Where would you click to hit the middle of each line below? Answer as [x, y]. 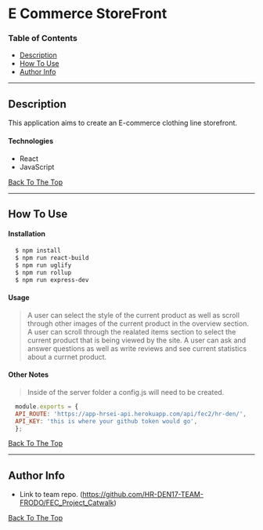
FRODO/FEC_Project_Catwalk [67, 503]
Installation [27, 234]
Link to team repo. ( [51, 495]
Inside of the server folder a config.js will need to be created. [126, 392]
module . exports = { [47, 406]
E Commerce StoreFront [88, 14]
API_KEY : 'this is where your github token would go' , [106, 421]
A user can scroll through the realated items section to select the [131, 331]
